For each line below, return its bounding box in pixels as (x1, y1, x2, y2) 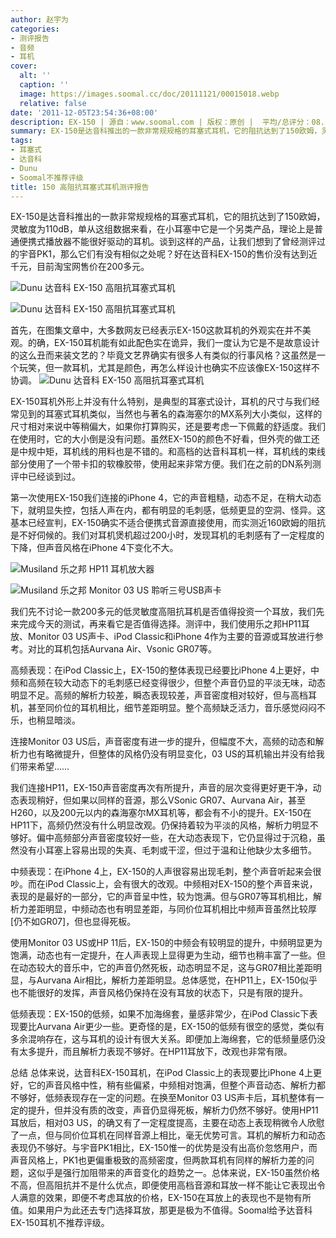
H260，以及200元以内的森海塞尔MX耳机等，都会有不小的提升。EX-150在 (10, 807, 312, 819)
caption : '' (19, 80, 70, 90)
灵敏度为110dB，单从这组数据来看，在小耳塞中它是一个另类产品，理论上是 (10, 223, 315, 235)
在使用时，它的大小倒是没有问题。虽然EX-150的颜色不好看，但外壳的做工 (10, 433, 312, 445)
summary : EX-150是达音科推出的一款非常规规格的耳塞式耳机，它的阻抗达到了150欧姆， (10, 126, 322, 136)
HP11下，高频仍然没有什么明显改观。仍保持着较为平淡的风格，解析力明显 (10, 819, 310, 831)
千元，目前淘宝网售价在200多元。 (10, 261, 150, 273)
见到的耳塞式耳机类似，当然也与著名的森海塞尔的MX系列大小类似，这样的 (18, 408, 323, 420)
